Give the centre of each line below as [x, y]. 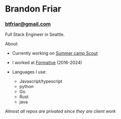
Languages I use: [29, 72]
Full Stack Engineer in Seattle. [35, 34]
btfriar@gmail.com [28, 24]
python [26, 87]
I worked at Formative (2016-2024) [47, 63]
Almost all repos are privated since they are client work [60, 111]
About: [12, 44]
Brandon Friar [33, 9]
